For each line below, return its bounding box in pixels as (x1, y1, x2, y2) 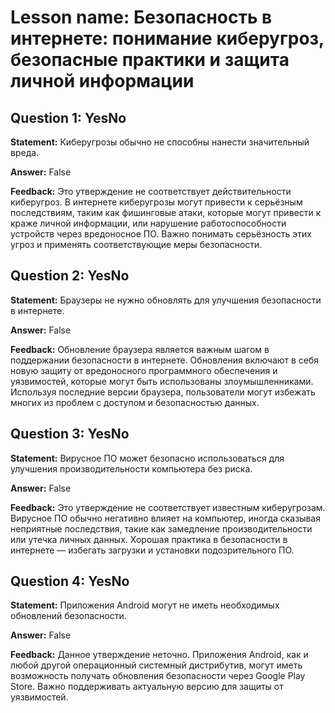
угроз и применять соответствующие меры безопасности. (10, 239, 263, 250)
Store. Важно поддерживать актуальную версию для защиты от (10, 681, 284, 693)
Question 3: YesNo (10, 426, 130, 443)
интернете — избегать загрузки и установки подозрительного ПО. (10, 544, 295, 556)
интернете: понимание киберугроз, (10, 27, 325, 50)
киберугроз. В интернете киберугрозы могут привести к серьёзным (10, 196, 303, 208)
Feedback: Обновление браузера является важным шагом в (10, 343, 270, 355)
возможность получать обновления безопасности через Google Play (10, 670, 306, 682)
